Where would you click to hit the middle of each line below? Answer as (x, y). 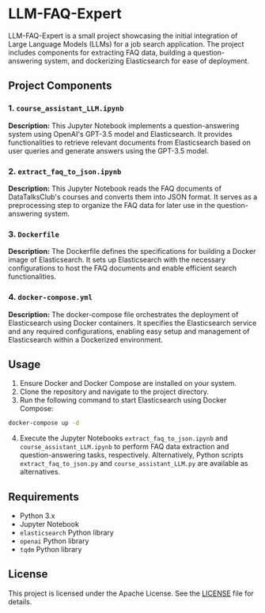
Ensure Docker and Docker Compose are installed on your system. (128, 384)
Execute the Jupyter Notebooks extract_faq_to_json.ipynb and (123, 438)
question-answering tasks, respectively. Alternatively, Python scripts (131, 455)
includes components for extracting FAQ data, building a (100, 52)
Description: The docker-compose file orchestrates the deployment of (123, 314)
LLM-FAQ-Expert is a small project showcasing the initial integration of (123, 36)
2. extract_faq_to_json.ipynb (65, 171)
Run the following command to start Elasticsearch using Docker (123, 400)
